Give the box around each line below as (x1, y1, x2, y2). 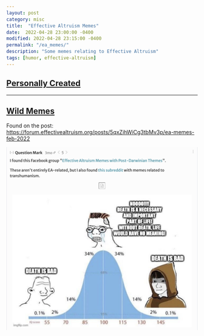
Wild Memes (6, 105, 55, 116)
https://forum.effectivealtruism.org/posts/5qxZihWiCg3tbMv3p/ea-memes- (6, 129, 195, 136)
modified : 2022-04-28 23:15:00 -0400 (6, 35, 102, 42)
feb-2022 (6, 135, 30, 143)
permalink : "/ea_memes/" (6, 42, 69, 48)
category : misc (6, 16, 45, 23)
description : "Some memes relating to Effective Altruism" (6, 49, 159, 55)
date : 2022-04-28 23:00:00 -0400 (6, 29, 94, 35)
